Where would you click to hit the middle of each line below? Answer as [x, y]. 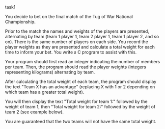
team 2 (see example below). [34, 112]
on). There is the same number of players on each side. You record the [77, 42]
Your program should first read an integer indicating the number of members [82, 62]
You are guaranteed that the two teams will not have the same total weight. [81, 121]
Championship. [20, 22]
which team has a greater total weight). [45, 92]
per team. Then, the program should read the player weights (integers [76, 67]
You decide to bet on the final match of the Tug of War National [69, 16]
